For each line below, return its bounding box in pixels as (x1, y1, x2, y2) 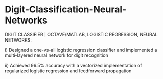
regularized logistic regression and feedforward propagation (5, 68, 132, 74)
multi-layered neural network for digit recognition (5, 52, 108, 58)
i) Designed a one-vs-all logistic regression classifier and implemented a (5, 47, 157, 53)
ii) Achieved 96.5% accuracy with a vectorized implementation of (5, 62, 142, 68)
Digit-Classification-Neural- (5, 4, 127, 15)
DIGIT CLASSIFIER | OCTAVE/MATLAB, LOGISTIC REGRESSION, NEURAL (5, 31, 158, 37)
